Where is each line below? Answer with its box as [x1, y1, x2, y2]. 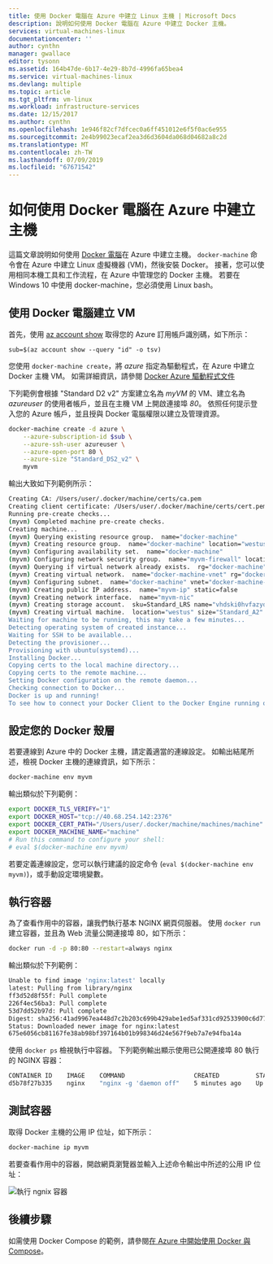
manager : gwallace [8, 50, 71, 58]
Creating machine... [8, 525, 79, 533]
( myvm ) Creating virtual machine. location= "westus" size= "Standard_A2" [8, 608, 264, 617]
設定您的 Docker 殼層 [8, 724, 115, 737]
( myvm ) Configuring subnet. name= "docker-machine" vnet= [8, 578, 209, 586]
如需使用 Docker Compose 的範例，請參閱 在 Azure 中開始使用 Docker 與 [8, 1236, 251, 1245]
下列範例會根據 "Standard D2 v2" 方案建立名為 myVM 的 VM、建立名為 [8, 388, 246, 398]
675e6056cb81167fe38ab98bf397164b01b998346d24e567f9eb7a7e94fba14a [8, 1030, 242, 1038]
